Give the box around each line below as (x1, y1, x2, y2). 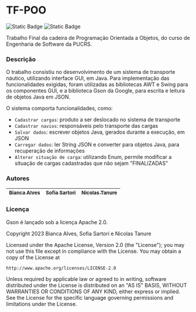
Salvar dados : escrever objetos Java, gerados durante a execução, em (14, 128, 185, 135)
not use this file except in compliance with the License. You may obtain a (6, 247, 181, 255)
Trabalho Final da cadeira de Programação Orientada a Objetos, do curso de (6, 34, 190, 41)
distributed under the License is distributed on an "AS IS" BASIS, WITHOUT (6, 282, 187, 289)
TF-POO (6, 4, 47, 17)
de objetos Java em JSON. (6, 93, 71, 100)
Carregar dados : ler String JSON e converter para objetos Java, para (14, 141, 180, 148)
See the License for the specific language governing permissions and (6, 294, 174, 301)
